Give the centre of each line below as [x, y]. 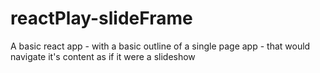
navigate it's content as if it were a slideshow [103, 56]
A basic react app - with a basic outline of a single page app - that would [160, 46]
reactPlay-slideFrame [101, 18]
